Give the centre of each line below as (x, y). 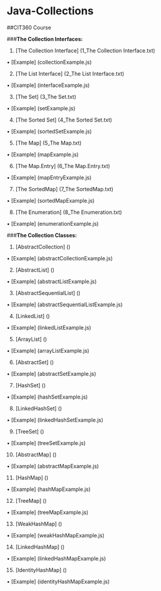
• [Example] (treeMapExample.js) (48, 512)
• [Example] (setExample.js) (41, 108)
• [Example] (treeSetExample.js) (46, 443)
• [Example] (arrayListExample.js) (48, 350)
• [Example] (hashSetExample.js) (47, 397)
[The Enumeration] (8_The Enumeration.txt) (69, 212)
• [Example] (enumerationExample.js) (53, 223)
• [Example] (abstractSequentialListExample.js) (65, 304)
